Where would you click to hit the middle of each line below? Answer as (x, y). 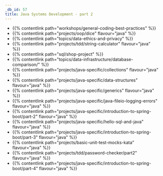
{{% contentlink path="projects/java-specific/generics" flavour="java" (83, 90)
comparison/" (26, 65)
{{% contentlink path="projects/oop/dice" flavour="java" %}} (74, 33)
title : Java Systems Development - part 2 (49, 14)
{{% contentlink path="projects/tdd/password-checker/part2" (74, 153)
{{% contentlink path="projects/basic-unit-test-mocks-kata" (73, 142)
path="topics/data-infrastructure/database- (89, 59)
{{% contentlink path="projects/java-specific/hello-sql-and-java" (78, 121)
